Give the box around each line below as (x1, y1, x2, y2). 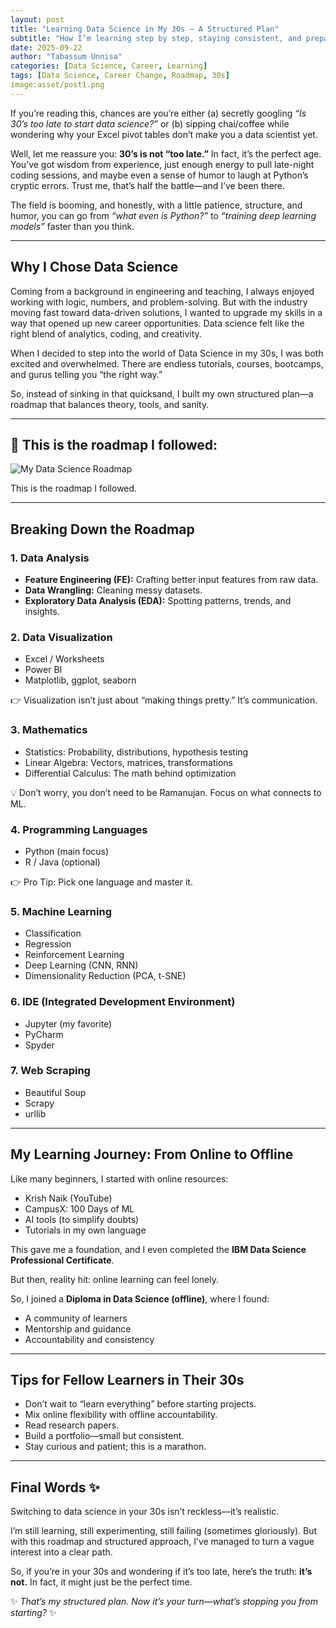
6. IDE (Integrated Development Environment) (10, 995, 236, 1009)
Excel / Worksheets (24, 653, 105, 665)
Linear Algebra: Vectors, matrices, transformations (24, 756, 233, 768)
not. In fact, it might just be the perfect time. (10, 1576, 193, 1588)
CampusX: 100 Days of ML (24, 1202, 135, 1215)
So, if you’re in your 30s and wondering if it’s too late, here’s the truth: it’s (10, 1566, 313, 1578)
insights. (24, 606, 60, 618)
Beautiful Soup (24, 1086, 87, 1098)
